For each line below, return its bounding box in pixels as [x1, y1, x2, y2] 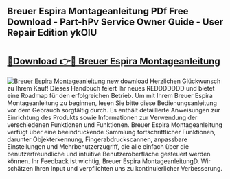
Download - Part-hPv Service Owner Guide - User [7, 16, 224, 28]
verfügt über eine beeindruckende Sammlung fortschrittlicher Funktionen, [7, 128, 216, 136]
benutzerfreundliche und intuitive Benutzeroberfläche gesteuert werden [7, 150, 211, 158]
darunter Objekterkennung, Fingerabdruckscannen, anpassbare [7, 135, 187, 143]
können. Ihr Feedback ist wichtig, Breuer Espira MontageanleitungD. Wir [7, 157, 211, 165]
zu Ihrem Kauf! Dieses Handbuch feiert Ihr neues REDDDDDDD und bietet [7, 84, 215, 92]
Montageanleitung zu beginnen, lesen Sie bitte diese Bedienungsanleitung [7, 99, 218, 107]
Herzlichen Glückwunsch [150, 77, 221, 85]
